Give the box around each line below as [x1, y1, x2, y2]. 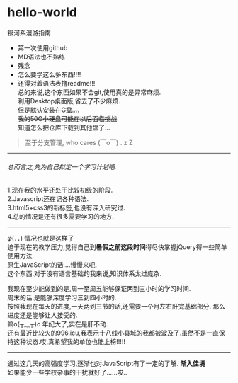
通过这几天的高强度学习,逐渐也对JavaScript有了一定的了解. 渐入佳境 [7, 359, 205, 368]
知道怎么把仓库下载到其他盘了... [17, 123, 110, 132]
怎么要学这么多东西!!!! [17, 70, 81, 79]
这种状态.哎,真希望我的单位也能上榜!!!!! [13, 338, 126, 346]
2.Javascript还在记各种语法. [7, 195, 89, 203]
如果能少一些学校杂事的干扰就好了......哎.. [7, 368, 127, 377]
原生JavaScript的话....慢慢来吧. [7, 261, 98, 269]
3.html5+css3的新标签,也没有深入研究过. [7, 203, 125, 212]
